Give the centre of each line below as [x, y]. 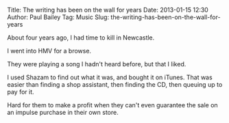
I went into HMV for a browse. [49, 51]
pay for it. [21, 92]
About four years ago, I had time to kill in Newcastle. [81, 38]
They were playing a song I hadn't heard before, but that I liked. [97, 64]
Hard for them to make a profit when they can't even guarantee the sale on [112, 105]
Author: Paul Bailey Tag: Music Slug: [58, 17]
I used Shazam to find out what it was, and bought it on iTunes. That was [110, 77]
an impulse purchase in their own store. [63, 112]
